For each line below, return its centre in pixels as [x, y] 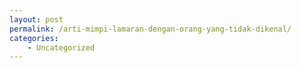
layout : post [36, 19]
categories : [34, 38]
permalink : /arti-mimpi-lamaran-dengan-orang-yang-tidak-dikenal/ [150, 29]
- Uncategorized [61, 47]
